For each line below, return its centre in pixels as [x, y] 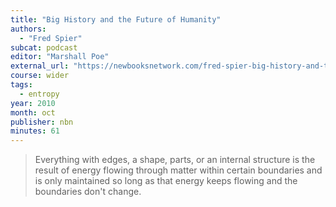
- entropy [39, 94]
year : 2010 [33, 103]
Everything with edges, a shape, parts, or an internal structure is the [175, 160]
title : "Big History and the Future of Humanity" [116, 19]
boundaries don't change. [88, 192]
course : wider [40, 76]
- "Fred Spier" [51, 38]
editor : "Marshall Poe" [60, 57]
